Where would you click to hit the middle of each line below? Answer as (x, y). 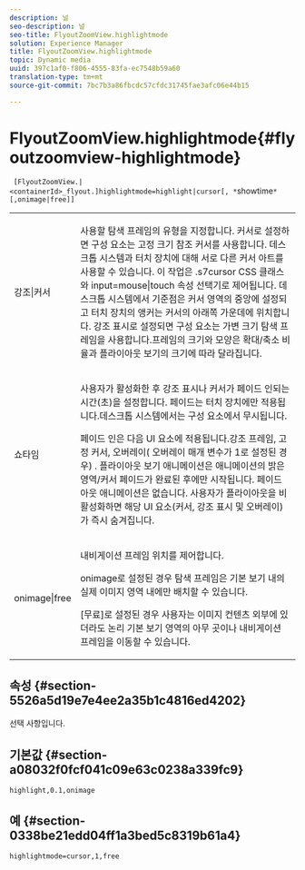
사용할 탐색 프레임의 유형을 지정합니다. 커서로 (171, 231)
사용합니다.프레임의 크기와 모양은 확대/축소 (193, 340)
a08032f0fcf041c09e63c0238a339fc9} (127, 770)
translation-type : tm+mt (56, 77)
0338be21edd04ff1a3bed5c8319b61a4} (125, 835)
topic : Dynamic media (50, 60)
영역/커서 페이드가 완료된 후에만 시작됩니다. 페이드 (182, 479)
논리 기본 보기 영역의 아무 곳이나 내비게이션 (194, 628)
